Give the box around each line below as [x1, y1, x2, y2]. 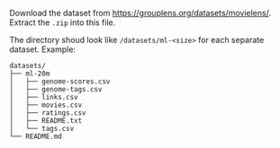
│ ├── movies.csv [9, 100, 83, 109]
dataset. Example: [9, 44, 77, 55]
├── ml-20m [9, 69, 50, 78]
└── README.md [9, 132, 63, 141]
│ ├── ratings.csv [9, 109, 87, 118]
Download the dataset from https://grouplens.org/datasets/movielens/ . [9, 8, 272, 18]
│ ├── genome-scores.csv [9, 77, 111, 86]
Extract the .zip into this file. [9, 17, 116, 28]
